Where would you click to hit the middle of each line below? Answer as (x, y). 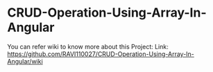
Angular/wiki (25, 61)
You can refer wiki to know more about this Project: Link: (88, 46)
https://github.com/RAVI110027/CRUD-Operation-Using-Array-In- (101, 54)
